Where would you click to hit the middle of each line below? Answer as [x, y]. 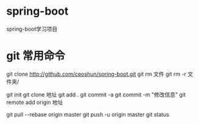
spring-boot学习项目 [32, 29]
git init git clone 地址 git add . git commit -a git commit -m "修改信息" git [96, 94]
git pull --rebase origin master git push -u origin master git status [88, 114]
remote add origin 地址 [35, 102]
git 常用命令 [36, 56]
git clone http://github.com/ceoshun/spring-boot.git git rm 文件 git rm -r [96, 74]
